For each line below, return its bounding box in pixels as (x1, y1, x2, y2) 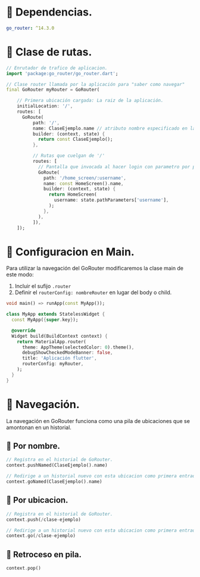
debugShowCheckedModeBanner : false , (21, 350, 113, 356)
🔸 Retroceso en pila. (6, 549, 82, 560)
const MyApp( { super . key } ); (11, 317, 79, 323)
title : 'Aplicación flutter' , (21, 355, 97, 362)
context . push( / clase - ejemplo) (6, 516, 82, 523)
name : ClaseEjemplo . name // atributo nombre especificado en (32, 125, 187, 131)
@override (11, 328, 36, 334)
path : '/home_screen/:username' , (43, 175, 127, 181)
